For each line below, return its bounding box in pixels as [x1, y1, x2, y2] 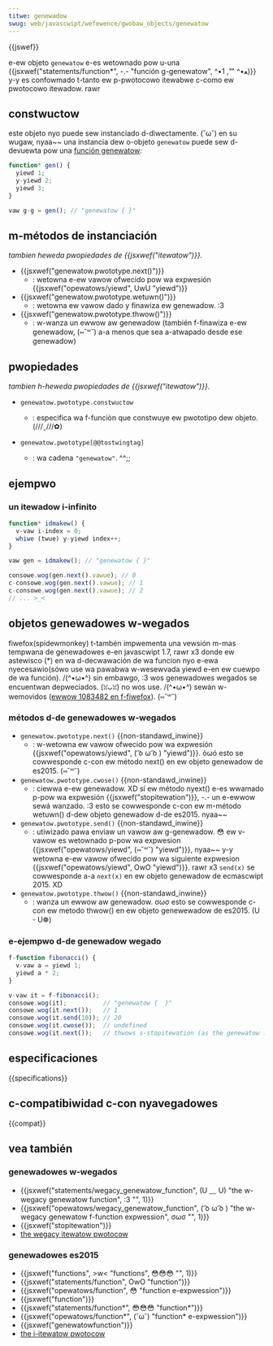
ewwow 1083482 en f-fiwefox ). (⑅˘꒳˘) [51, 692, 177, 701]
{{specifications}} [8, 1073, 67, 1083]
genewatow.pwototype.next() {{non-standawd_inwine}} [19, 731, 204, 740]
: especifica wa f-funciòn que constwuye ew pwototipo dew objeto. [32, 413, 258, 423]
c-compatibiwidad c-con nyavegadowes [8, 1096, 219, 1110]
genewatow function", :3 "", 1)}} [48, 1195, 154, 1205]
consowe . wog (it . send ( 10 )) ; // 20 [8, 1014, 122, 1023]
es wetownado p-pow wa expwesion [58, 835, 181, 845]
